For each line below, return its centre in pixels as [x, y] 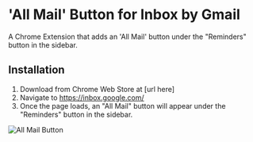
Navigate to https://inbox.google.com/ [82, 98]
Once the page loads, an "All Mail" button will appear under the [123, 106]
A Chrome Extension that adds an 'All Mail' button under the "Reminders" [128, 36]
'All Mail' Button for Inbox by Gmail [124, 15]
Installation [36, 70]
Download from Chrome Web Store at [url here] [97, 89]
